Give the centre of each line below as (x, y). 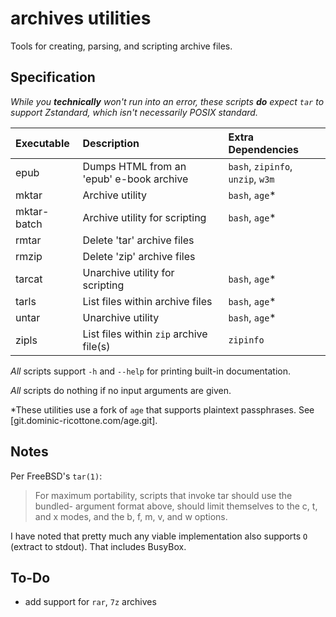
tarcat (29, 279)
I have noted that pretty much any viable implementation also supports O (159, 536)
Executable (42, 143)
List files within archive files (147, 301)
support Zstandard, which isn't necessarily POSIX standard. (134, 112)
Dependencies (263, 149)
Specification (53, 77)
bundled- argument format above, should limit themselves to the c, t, (176, 506)
